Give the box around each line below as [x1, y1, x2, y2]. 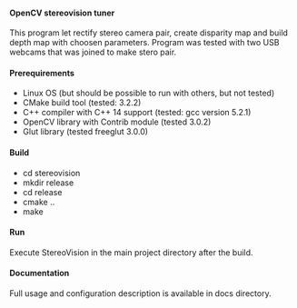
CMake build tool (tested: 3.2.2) [22, 97, 142, 108]
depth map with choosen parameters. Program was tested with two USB [9, 37, 280, 48]
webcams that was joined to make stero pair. [9, 46, 177, 58]
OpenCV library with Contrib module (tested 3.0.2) [22, 116, 212, 127]
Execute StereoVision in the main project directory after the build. [9, 246, 253, 258]
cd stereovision [22, 167, 81, 178]
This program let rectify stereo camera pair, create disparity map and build [9, 27, 289, 38]
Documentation [9, 268, 70, 279]
